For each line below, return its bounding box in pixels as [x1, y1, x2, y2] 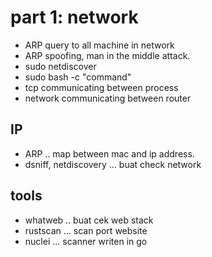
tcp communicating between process [24, 81, 179, 93]
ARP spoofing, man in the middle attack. [24, 49, 191, 61]
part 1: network [10, 6, 139, 29]
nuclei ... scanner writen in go [24, 235, 148, 247]
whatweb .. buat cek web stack [24, 214, 154, 226]
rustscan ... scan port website [24, 224, 148, 236]
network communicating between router [24, 92, 192, 104]
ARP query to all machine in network [24, 39, 175, 51]
